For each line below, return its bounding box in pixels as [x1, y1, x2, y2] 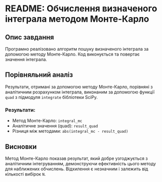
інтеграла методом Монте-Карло [5, 13, 149, 25]
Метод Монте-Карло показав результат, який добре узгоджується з [5, 155, 148, 161]
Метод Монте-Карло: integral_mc [12, 118, 82, 123]
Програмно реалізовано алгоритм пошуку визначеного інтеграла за [5, 46, 149, 52]
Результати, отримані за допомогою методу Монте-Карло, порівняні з [5, 84, 153, 90]
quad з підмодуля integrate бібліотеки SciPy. [5, 94, 98, 100]
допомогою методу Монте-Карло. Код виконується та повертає [5, 51, 140, 57]
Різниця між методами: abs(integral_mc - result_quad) [12, 128, 129, 134]
